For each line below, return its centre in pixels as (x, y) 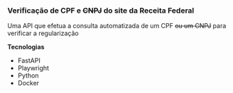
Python (28, 75)
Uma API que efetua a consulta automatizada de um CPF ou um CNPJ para (117, 26)
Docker (28, 83)
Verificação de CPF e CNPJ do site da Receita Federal (101, 11)
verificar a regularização (43, 33)
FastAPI (29, 61)
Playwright (33, 68)
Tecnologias (26, 47)
